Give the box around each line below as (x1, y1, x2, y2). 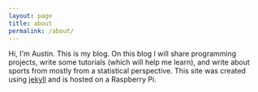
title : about (8, 19, 53, 27)
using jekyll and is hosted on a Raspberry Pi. (8, 74, 157, 85)
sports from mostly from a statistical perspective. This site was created (8, 66, 246, 76)
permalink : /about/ (8, 27, 75, 35)
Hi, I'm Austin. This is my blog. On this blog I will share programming (8, 49, 237, 59)
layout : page (8, 11, 53, 20)
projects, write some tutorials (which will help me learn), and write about (8, 57, 250, 67)
